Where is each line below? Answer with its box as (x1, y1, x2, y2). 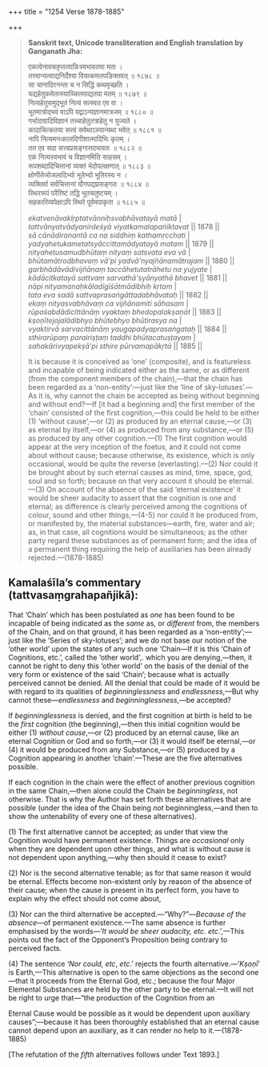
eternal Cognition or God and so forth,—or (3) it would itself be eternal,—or (8, 736, 256, 745)
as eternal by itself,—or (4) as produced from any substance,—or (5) (27, 425, 254, 434)
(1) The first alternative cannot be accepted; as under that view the (8, 826, 228, 837)
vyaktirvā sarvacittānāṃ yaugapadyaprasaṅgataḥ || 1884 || (27, 324, 227, 334)
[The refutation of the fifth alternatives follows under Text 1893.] (8, 1049, 220, 1059)
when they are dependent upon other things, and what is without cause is (8, 844, 251, 854)
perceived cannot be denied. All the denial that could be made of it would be (8, 678, 260, 688)
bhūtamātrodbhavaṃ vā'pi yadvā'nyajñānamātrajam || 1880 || (27, 256, 235, 266)
